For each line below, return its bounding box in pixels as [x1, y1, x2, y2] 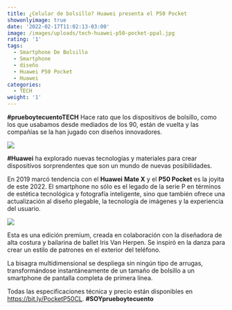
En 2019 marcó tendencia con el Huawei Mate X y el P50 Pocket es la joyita [7, 175, 224, 183]
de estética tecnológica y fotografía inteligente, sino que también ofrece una [7, 190, 225, 198]
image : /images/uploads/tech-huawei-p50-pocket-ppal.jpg [7, 29, 175, 37]
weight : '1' [7, 94, 42, 101]
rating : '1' [7, 36, 42, 43]
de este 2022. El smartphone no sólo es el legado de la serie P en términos [7, 182, 222, 191]
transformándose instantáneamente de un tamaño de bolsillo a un [7, 266, 195, 275]
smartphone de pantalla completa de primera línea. [7, 274, 153, 282]
